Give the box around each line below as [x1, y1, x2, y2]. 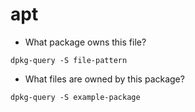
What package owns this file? [24, 36, 147, 48]
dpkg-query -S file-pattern [10, 55, 128, 65]
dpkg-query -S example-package [10, 92, 141, 102]
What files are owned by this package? [24, 73, 185, 85]
